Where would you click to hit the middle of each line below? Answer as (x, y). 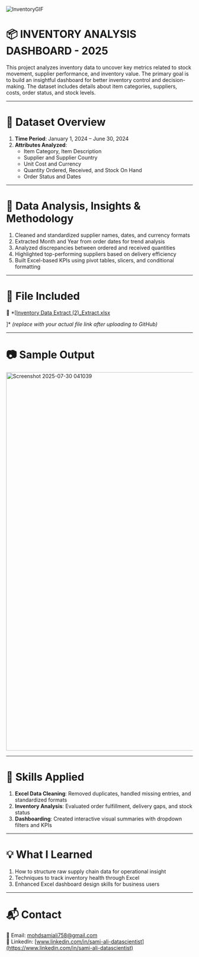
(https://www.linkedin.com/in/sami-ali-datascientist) (70, 948)
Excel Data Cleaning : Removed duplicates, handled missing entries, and (103, 793)
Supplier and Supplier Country (60, 157)
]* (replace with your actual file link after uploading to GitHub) (82, 324)
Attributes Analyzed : (41, 145)
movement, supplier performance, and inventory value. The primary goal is (97, 74)
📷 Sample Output (50, 355)
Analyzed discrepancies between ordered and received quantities (95, 248)
